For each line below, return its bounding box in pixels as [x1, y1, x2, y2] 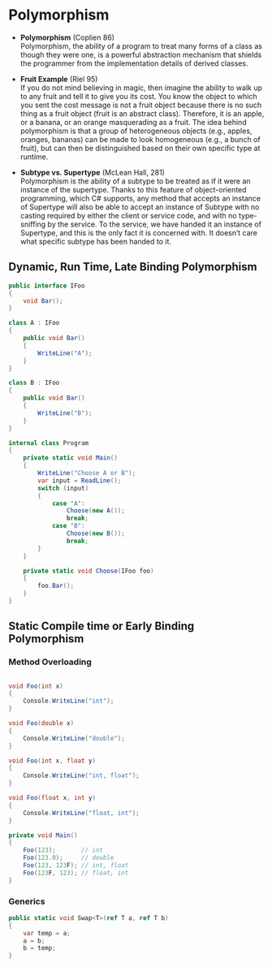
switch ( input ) [37, 484, 89, 492]
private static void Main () [23, 454, 118, 462]
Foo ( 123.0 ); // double [23, 854, 114, 862]
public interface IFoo [8, 282, 85, 290]
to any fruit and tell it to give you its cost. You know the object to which [19, 91, 257, 101]
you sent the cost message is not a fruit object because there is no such [19, 100, 262, 110]
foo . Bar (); [37, 582, 75, 590]
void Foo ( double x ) [8, 719, 75, 727]
